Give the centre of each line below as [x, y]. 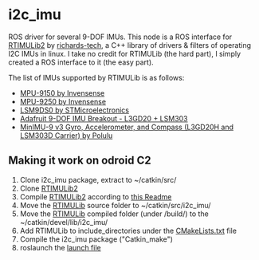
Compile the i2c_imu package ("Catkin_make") [96, 239]
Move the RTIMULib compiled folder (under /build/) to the [114, 214]
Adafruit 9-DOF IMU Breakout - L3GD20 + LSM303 [104, 118]
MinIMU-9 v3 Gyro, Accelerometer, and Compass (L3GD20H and [126, 127]
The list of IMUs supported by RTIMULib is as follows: [96, 77]
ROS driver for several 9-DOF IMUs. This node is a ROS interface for [120, 37]
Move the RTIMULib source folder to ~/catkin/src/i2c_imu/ [115, 205]
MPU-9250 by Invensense [63, 101]
